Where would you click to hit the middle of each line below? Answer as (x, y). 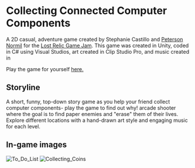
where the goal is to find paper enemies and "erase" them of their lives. (92, 114)
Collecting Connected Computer (87, 11)
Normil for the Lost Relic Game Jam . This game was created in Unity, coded (97, 45)
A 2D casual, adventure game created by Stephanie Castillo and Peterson (95, 39)
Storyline (23, 88)
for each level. (23, 126)
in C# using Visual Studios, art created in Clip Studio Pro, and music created (98, 51)
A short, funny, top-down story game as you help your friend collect (88, 101)
